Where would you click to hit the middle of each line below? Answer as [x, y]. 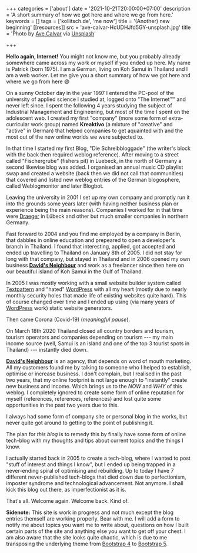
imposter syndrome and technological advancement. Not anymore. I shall [95, 483]
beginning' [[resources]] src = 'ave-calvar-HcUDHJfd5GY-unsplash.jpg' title [98, 27]
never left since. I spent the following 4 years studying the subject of [89, 105]
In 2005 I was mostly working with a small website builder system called [94, 283]
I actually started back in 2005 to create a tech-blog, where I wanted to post [98, 458]
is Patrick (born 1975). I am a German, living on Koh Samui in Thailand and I [97, 69]
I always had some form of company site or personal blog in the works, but [97, 416]
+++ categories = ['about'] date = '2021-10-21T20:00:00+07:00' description [98, 9]
